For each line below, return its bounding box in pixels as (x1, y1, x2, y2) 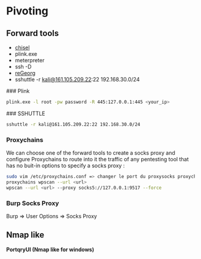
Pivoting (6, 4, 49, 18)
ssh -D (14, 63, 32, 70)
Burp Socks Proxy (6, 199, 59, 207)
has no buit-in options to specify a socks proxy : (6, 162, 125, 169)
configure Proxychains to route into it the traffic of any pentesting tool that (6, 156, 189, 163)
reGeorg (14, 70, 36, 76)
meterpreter (14, 57, 45, 64)
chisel (14, 44, 30, 51)
